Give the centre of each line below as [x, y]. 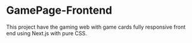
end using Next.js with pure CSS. [47, 33]
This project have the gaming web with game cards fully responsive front [96, 27]
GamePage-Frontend [59, 10]
